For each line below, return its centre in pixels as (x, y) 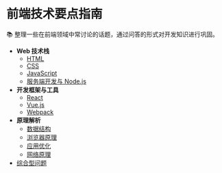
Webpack (40, 112)
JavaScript (42, 73)
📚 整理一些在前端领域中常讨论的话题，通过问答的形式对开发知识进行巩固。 (112, 34)
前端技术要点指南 (55, 14)
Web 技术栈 (33, 51)
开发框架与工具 (37, 90)
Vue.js (36, 105)
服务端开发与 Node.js (57, 81)
